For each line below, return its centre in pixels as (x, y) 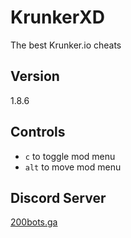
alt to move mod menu (73, 167)
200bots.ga (34, 222)
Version (35, 76)
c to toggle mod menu (70, 156)
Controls (38, 132)
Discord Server (58, 197)
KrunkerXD (57, 17)
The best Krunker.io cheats (66, 45)
